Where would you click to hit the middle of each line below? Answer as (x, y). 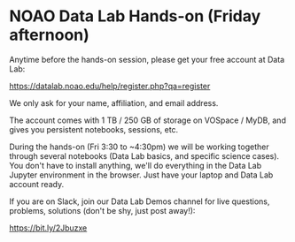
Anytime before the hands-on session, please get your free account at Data (147, 59)
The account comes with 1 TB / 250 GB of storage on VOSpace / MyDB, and (147, 120)
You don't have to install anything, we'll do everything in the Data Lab (136, 165)
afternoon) (50, 35)
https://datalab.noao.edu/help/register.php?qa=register (110, 86)
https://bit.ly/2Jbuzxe (48, 228)
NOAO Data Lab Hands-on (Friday (135, 16)
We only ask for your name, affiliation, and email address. (114, 102)
